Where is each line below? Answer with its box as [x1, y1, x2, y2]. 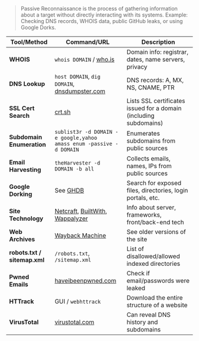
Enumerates [126, 130, 161, 137]
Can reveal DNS [126, 311, 171, 319]
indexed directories [126, 260, 181, 268]
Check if [126, 269, 150, 277]
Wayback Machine [54, 231, 107, 239]
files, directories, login [126, 186, 188, 194]
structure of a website [126, 301, 188, 309]
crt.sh [54, 108, 71, 116]
